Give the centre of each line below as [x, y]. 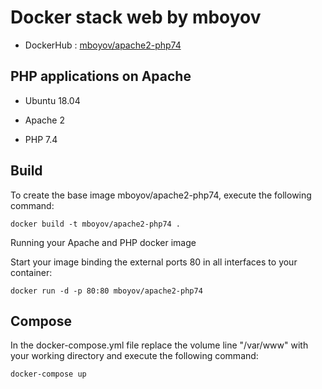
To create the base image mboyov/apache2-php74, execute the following [161, 195]
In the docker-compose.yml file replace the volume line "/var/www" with [159, 345]
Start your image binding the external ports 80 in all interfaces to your [154, 262]
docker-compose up [48, 374]
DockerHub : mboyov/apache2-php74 [103, 45]
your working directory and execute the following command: [134, 356]
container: [31, 272]
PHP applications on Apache [101, 76]
